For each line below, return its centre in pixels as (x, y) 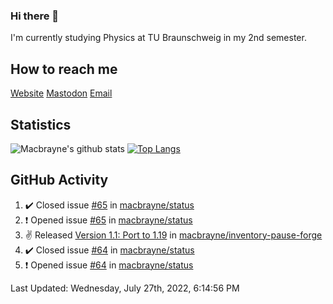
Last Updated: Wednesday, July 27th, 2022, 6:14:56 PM (125, 288)
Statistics (41, 124)
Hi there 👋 (35, 16)
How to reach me (64, 69)
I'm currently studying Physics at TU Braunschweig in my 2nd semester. (158, 38)
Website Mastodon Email (61, 93)
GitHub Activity (59, 180)
